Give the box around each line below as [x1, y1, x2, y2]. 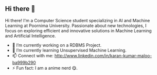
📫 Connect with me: [12, 52, 53, 58]
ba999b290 [12, 60, 36, 65]
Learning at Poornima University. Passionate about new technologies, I [5, 23, 147, 28]
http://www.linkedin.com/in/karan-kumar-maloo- [54, 52, 152, 58]
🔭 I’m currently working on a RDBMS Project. [12, 42, 102, 48]
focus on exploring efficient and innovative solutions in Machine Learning [5, 27, 152, 34]
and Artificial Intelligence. [5, 33, 56, 38]
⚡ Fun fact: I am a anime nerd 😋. [12, 65, 78, 71]
